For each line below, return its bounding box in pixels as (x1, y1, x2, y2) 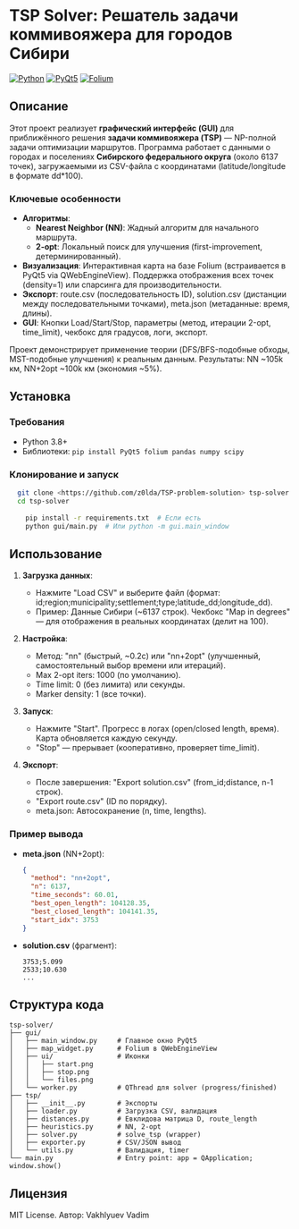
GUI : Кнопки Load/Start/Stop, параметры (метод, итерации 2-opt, (21, 318, 271, 328)
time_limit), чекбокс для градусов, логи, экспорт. (21, 327, 208, 338)
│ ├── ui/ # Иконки (9, 1052, 150, 1061)
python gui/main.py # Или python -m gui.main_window (25, 521, 229, 530)
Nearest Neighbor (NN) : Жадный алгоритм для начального (35, 223, 260, 233)
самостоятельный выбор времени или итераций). (35, 660, 226, 671)
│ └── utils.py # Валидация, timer (9, 1146, 190, 1155)
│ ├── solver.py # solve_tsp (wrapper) (9, 1131, 202, 1140)
